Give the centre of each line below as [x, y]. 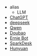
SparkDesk [21, 43]
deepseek [20, 22]
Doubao [18, 33]
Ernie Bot [19, 38]
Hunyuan [19, 48]
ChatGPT [19, 17]
